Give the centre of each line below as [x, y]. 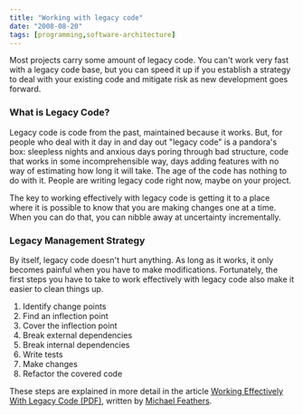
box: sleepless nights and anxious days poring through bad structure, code [149, 151]
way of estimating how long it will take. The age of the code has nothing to [148, 170]
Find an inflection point [65, 316]
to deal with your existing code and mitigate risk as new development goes [149, 80]
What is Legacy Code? [60, 112]
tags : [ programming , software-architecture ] [93, 34]
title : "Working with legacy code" [76, 18]
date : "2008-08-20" [46, 26]
